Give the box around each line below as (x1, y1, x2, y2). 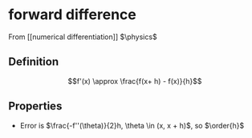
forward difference (8, 6, 136, 24)
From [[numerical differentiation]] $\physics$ (8, 32, 158, 41)
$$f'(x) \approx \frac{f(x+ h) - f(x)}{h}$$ (67, 76, 202, 85)
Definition (8, 55, 59, 69)
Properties (8, 100, 63, 113)
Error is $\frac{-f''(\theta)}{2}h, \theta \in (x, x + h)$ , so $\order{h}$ (19, 120, 245, 130)
